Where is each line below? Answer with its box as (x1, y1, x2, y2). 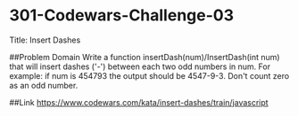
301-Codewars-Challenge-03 (9, 5, 235, 26)
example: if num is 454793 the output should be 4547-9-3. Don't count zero (9, 70, 290, 81)
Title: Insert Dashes (9, 35, 81, 45)
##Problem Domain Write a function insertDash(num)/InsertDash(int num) (9, 51, 280, 62)
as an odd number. (9, 80, 79, 90)
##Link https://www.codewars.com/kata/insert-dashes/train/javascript (9, 97, 269, 107)
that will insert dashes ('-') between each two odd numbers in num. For (9, 61, 270, 72)
